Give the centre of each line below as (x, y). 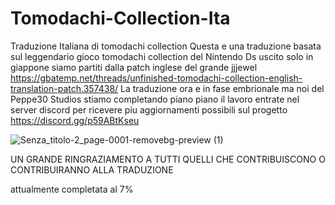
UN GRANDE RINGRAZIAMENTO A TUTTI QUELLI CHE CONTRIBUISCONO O (168, 159)
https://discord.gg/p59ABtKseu (75, 120)
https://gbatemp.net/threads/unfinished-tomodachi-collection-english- (156, 78)
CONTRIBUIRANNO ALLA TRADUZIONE (92, 169)
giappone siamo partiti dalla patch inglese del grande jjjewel (134, 67)
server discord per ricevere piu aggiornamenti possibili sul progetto (149, 109)
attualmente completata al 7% (72, 189)
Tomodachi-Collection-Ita (120, 18)
